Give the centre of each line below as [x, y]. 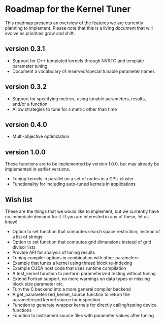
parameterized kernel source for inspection [56, 300]
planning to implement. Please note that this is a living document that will [79, 28]
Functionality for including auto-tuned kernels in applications [74, 184]
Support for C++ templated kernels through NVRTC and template [78, 61]
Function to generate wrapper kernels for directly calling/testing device [84, 305]
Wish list [19, 199]
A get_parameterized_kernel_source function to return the [71, 294]
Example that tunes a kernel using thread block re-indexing [72, 263]
